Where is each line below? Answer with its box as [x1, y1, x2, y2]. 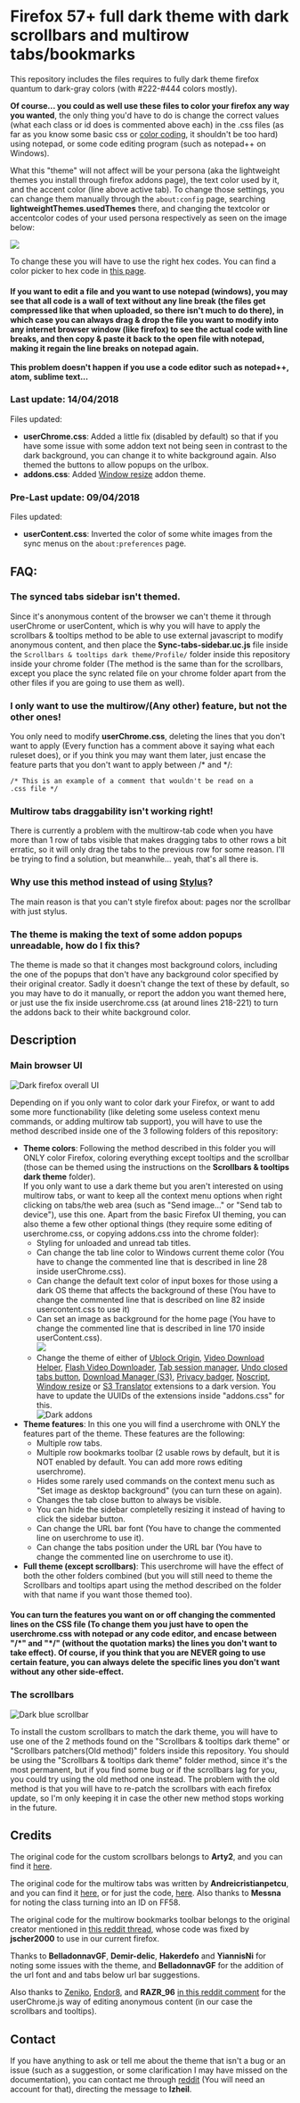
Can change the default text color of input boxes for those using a [36, 1275, 279, 1286]
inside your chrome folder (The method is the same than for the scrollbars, [10, 658, 284, 669]
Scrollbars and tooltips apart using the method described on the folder [22, 1579, 282, 1590]
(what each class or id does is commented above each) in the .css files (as [10, 119, 284, 130]
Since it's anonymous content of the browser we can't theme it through [10, 611, 272, 622]
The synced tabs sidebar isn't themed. [10, 590, 181, 603]
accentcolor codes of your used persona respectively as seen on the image [10, 212, 288, 223]
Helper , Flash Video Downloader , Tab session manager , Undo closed [36, 1362, 288, 1373]
